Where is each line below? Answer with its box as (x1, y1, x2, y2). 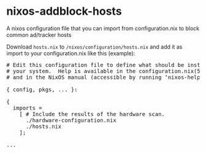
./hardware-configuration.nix (25, 117, 116, 124)
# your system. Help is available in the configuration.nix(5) (6, 68, 204, 74)
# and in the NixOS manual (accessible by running (6, 74, 162, 80)
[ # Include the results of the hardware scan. (19, 111, 166, 117)
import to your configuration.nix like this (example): (6, 49, 135, 57)
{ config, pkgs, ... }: (6, 86, 78, 93)
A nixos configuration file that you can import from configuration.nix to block (6, 25, 200, 32)
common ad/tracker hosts (6, 31, 72, 38)
